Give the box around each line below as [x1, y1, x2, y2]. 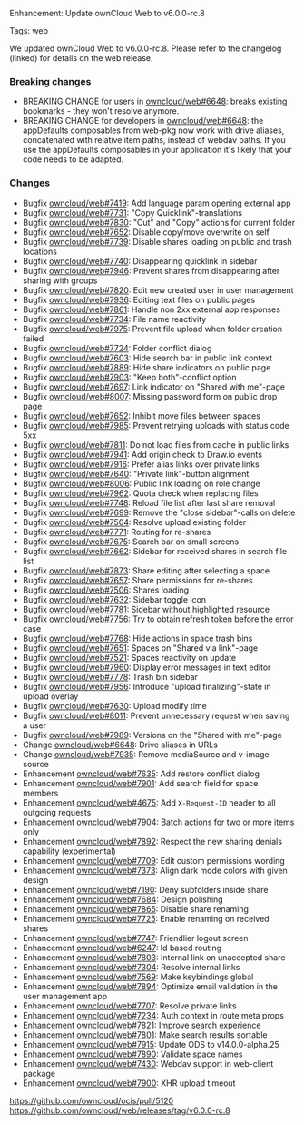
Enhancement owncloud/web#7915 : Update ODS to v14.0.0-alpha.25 [22, 1039, 279, 1049]
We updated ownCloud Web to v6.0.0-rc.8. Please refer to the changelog [9, 43, 282, 54]
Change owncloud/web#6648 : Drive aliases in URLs [22, 739, 218, 750]
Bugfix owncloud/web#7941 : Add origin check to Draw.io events [22, 449, 263, 460]
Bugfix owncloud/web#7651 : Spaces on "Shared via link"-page [22, 642, 259, 654]
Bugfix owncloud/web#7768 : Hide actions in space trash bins [22, 633, 253, 644]
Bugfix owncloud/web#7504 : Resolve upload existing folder [22, 516, 247, 527]
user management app [22, 990, 108, 1001]
